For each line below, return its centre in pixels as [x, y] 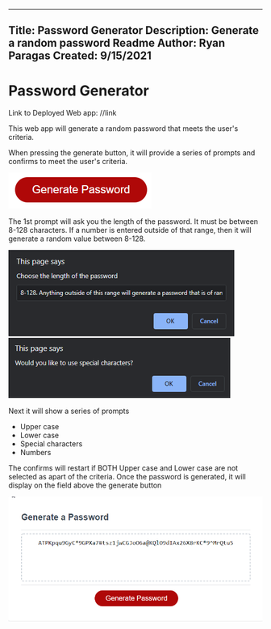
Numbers [35, 453]
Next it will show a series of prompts [69, 411]
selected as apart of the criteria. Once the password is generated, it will [127, 477]
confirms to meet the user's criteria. [68, 162]
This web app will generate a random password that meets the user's [123, 129]
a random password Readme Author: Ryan [117, 43]
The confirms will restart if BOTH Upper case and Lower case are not [123, 468]
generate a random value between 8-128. [77, 239]
